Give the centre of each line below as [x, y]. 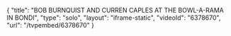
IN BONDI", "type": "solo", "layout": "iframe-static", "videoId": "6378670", [114, 18]
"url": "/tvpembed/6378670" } [51, 25]
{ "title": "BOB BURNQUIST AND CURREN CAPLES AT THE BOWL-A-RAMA [115, 10]
